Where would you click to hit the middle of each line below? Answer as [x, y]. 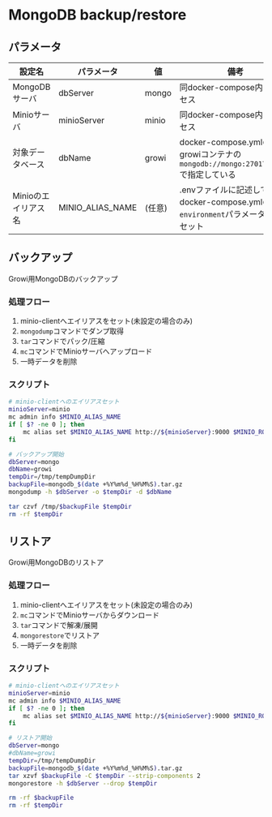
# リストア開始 [30, 738]
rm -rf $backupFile [41, 798]
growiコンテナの [210, 154]
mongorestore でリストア [59, 635]
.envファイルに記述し [220, 190]
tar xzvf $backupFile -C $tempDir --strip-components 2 [104, 776]
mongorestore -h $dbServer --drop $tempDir [83, 783]
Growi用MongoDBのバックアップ [64, 278]
